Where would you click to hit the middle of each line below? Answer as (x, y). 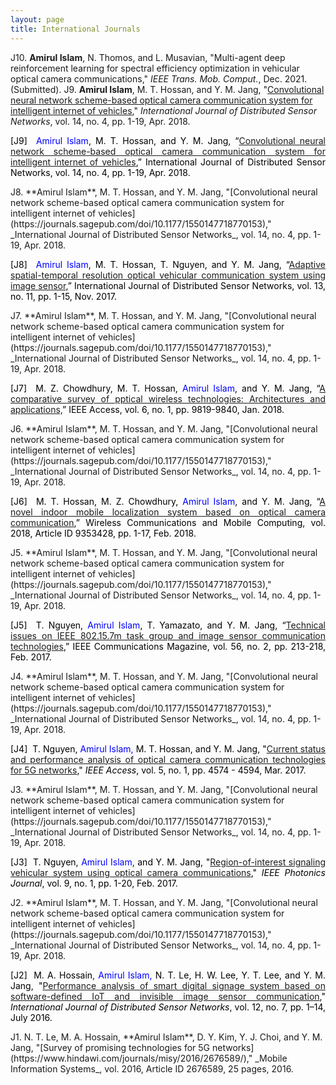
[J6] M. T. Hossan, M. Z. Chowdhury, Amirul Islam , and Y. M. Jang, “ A (168, 501)
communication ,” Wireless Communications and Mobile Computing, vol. (168, 522)
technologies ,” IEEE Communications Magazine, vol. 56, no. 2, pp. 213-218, (168, 646)
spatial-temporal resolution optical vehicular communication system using (168, 275)
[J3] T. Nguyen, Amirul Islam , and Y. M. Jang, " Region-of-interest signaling (168, 862)
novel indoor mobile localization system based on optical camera (168, 512)
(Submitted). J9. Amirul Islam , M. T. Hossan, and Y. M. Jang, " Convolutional (167, 89)
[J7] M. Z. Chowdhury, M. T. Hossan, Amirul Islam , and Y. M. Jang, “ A (168, 388)
